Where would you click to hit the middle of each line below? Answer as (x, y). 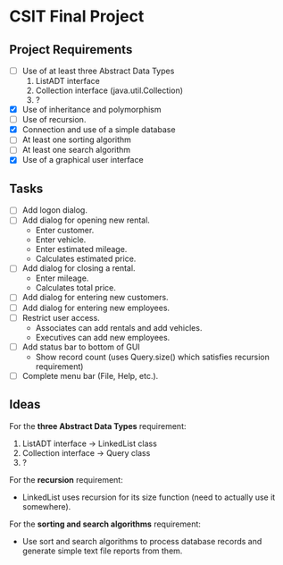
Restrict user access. (61, 317)
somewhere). (46, 506)
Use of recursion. (54, 120)
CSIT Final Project (77, 17)
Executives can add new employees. (103, 337)
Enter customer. (65, 231)
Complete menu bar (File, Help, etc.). (90, 375)
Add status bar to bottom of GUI (81, 347)
